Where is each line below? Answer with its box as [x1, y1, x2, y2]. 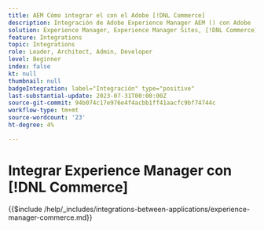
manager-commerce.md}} [8, 213, 93, 222]
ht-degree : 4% [8, 121, 55, 129]
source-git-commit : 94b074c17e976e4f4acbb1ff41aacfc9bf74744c [8, 99, 216, 107]
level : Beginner [8, 56, 61, 64]
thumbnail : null [8, 77, 61, 85]
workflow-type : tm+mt [8, 107, 79, 115]
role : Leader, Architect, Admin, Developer [8, 48, 153, 56]
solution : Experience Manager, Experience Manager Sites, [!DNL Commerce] [8, 26, 258, 34]
